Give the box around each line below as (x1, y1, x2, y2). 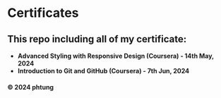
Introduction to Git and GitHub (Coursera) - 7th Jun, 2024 (17, 67, 189, 75)
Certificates (7, 5, 79, 21)
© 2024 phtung (7, 82, 54, 91)
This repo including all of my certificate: (7, 33, 187, 45)
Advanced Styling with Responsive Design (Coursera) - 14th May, (17, 51, 214, 60)
